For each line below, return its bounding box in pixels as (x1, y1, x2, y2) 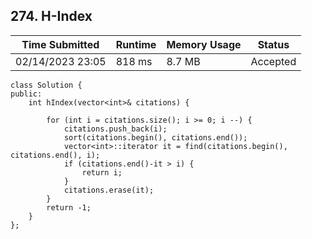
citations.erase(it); (63, 185, 155, 195)
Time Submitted (21, 37, 100, 51)
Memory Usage (166, 37, 242, 51)
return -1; (46, 202, 92, 213)
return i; (81, 167, 123, 178)
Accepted (250, 54, 297, 68)
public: (10, 89, 43, 99)
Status (257, 37, 290, 51)
